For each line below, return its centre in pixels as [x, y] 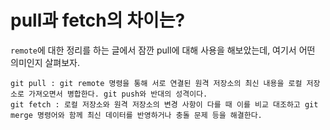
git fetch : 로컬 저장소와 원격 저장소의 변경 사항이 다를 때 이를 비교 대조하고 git [164, 104]
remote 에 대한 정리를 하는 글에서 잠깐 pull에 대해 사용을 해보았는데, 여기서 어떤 [163, 50]
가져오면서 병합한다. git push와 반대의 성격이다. [118, 94]
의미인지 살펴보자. [45, 62]
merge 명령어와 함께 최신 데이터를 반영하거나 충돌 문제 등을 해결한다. [136, 115]
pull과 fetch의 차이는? [98, 20]
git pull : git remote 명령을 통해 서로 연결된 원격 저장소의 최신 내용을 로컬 [156, 83]
